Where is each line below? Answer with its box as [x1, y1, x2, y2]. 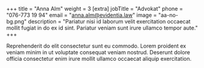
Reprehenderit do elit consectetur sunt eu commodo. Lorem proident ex [6, 42, 186, 49]
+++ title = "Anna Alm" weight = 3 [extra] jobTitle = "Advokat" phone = [6, 5, 183, 12]
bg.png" [6, 18, 27, 25]
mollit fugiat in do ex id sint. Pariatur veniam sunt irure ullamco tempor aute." [6, 24, 198, 31]
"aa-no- [158, 11, 178, 19]
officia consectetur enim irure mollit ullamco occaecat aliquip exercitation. [6, 55, 192, 62]
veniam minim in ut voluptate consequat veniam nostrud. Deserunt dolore [6, 49, 191, 56]
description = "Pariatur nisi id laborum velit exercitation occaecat [28, 18, 191, 25]
